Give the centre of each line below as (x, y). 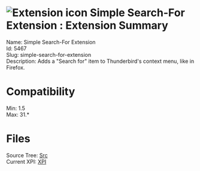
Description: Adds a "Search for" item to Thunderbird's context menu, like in (100, 61)
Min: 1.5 (16, 108)
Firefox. (16, 67)
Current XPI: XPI (26, 161)
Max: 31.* (18, 114)
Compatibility (41, 92)
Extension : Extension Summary (87, 25)
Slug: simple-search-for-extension (49, 54)
